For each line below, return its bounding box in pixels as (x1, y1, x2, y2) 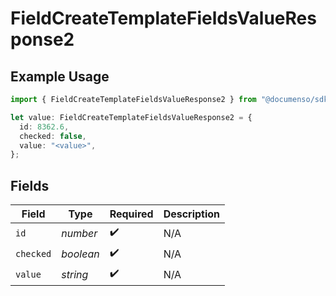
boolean (61, 247, 100, 261)
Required (109, 207, 154, 221)
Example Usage (10, 68, 110, 85)
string (61, 267, 89, 281)
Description (163, 207, 221, 221)
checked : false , (19, 131, 87, 141)
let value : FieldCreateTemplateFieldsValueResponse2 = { (10, 112, 253, 122)
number (61, 226, 98, 240)
